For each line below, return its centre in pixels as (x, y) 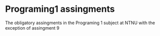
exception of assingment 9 (32, 28)
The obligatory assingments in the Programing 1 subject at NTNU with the (80, 23)
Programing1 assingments (60, 9)
